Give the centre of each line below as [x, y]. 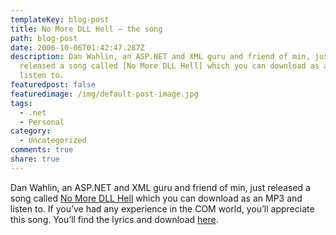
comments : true [42, 150]
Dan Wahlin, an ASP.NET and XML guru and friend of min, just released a [160, 187]
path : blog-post [44, 38]
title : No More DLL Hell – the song [86, 29]
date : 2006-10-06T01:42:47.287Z [77, 47]
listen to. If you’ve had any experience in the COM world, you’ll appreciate [162, 208]
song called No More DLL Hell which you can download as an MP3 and [156, 198]
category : [31, 131]
